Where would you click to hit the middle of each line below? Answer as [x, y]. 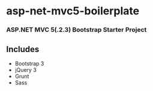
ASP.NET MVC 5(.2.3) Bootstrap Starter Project [76, 30]
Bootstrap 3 [29, 63]
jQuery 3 [26, 69]
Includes [23, 49]
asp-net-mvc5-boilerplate [73, 11]
